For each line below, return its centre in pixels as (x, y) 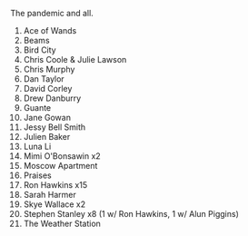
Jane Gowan (47, 118)
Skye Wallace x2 (55, 204)
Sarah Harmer (50, 195)
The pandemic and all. (52, 13)
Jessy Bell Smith (55, 127)
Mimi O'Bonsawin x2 (62, 156)
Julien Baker (47, 137)
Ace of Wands (50, 30)
